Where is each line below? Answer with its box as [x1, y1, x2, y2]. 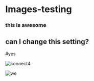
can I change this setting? [5, 37, 89, 46]
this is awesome [5, 22, 46, 29]
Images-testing [5, 4, 73, 15]
